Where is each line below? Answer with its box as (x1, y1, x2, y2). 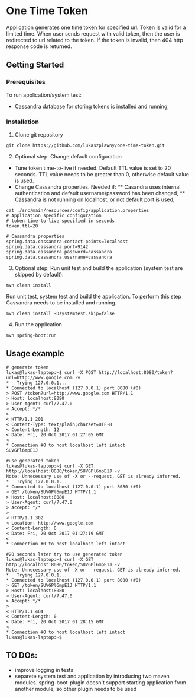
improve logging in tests (14, 666, 74, 673)
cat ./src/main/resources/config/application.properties (6, 207, 149, 213)
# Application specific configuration (6, 212, 102, 218)
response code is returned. (6, 43, 72, 50)
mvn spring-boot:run (6, 332, 57, 338)
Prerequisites (6, 78, 45, 86)
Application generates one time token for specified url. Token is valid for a (6, 24, 186, 31)
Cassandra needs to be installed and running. (6, 299, 117, 306)
